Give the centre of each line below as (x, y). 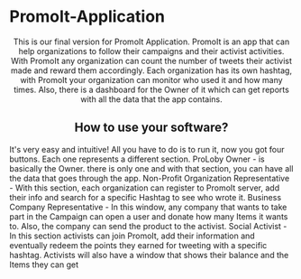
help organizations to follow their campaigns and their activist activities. (151, 51)
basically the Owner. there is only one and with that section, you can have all (151, 168)
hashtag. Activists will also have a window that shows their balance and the (149, 255)
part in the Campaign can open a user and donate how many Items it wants (149, 216)
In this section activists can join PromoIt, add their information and (132, 236)
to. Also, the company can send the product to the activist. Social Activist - (148, 226)
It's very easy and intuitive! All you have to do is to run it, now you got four (147, 149)
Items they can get (44, 265)
